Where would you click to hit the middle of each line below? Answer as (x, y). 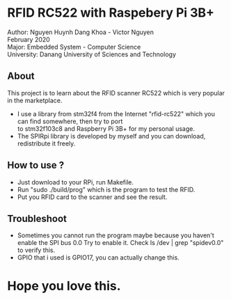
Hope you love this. (64, 286)
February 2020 (29, 39)
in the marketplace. (35, 100)
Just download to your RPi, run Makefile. (75, 182)
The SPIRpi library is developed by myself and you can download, (111, 136)
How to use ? (36, 165)
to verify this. (36, 250)
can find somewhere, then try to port (70, 121)
